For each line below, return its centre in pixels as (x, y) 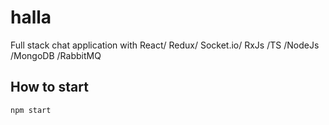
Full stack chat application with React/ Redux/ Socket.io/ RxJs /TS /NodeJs (165, 45)
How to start (49, 87)
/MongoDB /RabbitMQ (56, 55)
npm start (31, 110)
